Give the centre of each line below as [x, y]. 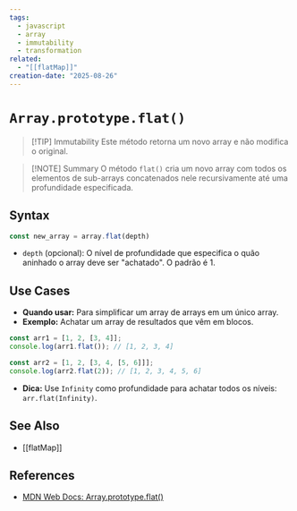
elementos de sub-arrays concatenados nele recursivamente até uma [160, 178]
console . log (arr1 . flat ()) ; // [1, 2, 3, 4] [92, 347]
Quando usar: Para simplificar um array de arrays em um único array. [150, 312]
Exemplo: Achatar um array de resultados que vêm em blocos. [138, 322]
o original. [50, 151]
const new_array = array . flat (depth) [80, 236]
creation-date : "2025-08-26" [64, 76]
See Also [34, 426]
